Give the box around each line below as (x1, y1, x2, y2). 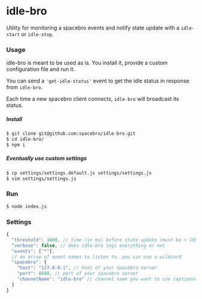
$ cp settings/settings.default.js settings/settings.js (6, 170, 152, 176)
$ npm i (6, 141, 26, 148)
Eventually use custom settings (6, 155, 87, 162)
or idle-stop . (20, 30, 54, 37)
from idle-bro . (6, 84, 43, 91)
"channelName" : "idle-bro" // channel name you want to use (17, 276, 171, 282)
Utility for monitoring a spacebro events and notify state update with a (6, 24, 180, 31)
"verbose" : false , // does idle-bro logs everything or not (11, 242, 165, 248)
